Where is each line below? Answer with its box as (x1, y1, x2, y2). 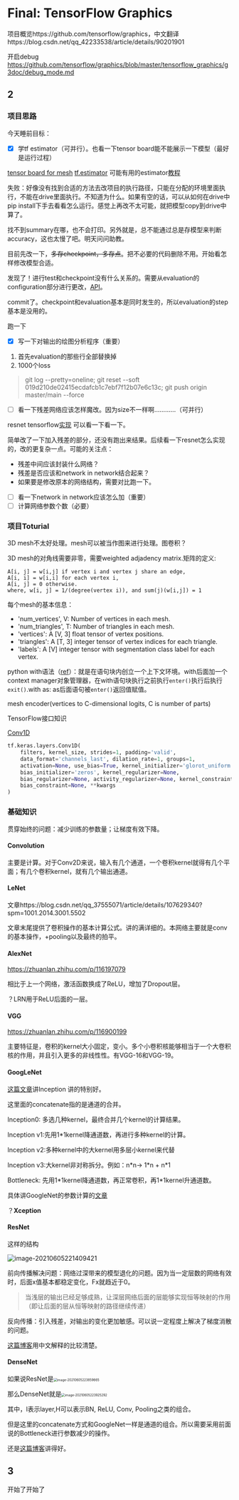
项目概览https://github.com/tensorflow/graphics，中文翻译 (7, 29, 179, 38)
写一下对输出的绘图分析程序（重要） (17, 337, 124, 346)
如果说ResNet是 (7, 1374, 54, 1383)
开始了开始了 (7, 1485, 45, 1494)
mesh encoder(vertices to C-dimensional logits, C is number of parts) (7, 700, 211, 708)
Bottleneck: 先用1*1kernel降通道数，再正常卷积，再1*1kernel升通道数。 (7, 1176, 216, 1184)
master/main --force (24, 391, 85, 399)
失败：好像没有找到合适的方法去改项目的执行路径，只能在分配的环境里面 (7, 183, 219, 192)
